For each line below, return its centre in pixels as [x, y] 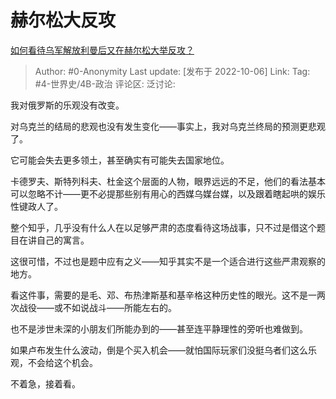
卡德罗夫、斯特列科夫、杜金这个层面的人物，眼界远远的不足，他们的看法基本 [168, 181]
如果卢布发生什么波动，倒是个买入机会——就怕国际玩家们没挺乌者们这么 [159, 350]
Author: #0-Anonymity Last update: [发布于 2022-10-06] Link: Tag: [172, 71]
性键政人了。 [36, 206]
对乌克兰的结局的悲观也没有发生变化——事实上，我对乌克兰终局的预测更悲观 [168, 126]
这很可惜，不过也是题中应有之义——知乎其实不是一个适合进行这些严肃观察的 [168, 261]
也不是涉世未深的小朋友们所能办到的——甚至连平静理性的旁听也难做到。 [159, 328]
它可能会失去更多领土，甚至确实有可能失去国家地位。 [120, 160]
